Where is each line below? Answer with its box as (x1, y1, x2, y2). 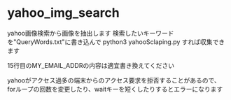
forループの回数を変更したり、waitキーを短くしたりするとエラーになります (7, 85, 223, 93)
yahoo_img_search (7, 5, 120, 21)
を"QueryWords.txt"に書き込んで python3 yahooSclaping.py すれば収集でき (7, 37, 225, 46)
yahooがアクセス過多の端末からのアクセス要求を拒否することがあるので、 (7, 76, 220, 85)
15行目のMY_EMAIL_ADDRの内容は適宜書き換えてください (7, 61, 175, 69)
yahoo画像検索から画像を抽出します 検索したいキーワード (7, 29, 174, 37)
